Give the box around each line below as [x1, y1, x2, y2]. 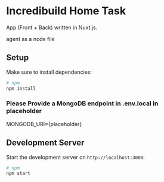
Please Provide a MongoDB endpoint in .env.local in [6, 99, 159, 108]
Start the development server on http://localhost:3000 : [6, 153, 145, 161]
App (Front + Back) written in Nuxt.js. [6, 24, 98, 31]
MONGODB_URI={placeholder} [6, 120, 82, 127]
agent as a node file [6, 35, 55, 42]
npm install [6, 85, 36, 92]
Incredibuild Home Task [6, 4, 126, 18]
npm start [6, 171, 31, 177]
